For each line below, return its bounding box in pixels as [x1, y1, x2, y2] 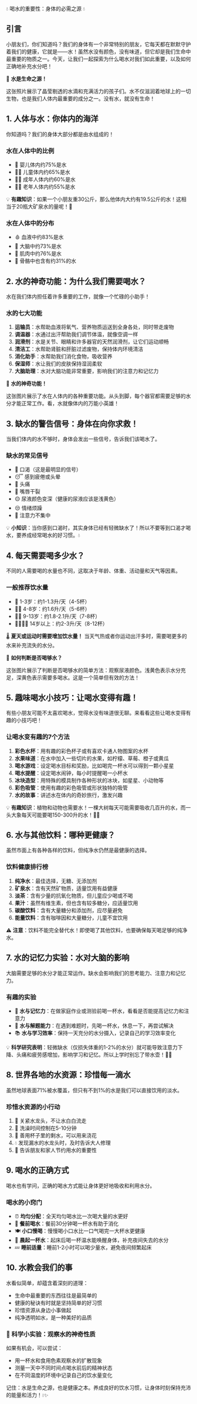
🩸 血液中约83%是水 [14, 234, 64, 241]
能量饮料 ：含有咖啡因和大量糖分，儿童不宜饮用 [14, 914, 128, 921]
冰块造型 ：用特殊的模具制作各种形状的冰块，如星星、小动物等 [14, 777, 164, 784]
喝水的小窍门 [6, 1198, 43, 1206]
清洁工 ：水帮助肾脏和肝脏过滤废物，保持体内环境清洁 [14, 345, 144, 352]
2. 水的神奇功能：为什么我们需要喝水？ [6, 276, 147, 286]
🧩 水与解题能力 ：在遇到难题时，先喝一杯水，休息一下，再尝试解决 [14, 1022, 174, 1029]
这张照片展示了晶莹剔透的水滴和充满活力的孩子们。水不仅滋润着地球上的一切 [6, 88, 191, 95]
